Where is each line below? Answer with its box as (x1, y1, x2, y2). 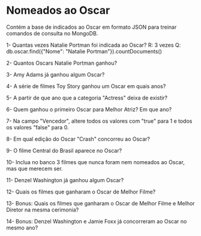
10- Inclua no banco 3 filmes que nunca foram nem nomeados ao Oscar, (6, 158, 185, 165)
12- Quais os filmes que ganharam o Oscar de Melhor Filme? (6, 188, 156, 195)
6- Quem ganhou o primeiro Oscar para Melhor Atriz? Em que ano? (6, 105, 172, 113)
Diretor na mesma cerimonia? (6, 206, 79, 213)
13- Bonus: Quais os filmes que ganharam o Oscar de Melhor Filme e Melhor (6, 199, 195, 207)
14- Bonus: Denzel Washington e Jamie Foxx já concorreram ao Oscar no (6, 217, 187, 225)
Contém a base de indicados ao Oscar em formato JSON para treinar (6, 23, 177, 31)
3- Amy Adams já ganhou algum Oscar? (6, 71, 105, 78)
